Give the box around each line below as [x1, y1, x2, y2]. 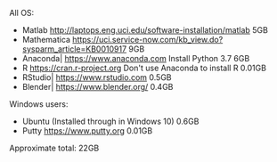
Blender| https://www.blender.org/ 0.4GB [21, 82, 174, 92]
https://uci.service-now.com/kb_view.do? [72, 35, 224, 45]
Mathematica [21, 35, 71, 45]
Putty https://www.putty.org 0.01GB [21, 126, 153, 136]
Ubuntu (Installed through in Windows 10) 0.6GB [21, 116, 200, 126]
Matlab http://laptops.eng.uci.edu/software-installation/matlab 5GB [21, 25, 269, 35]
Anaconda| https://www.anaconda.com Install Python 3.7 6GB [21, 53, 250, 63]
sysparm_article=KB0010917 [21, 44, 127, 54]
